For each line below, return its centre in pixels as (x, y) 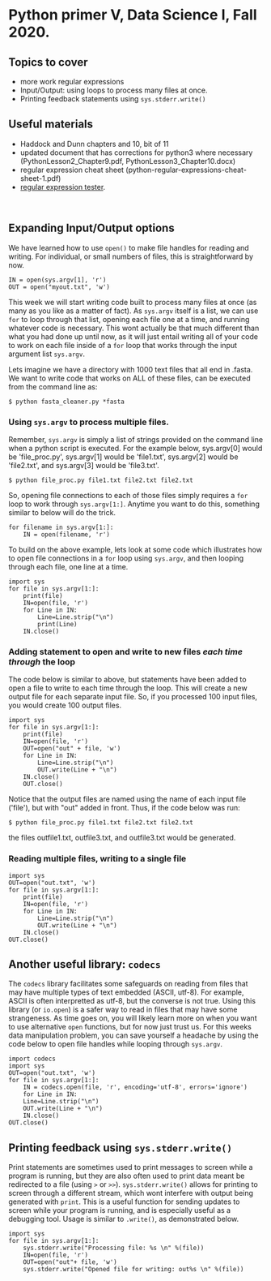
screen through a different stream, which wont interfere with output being (131, 1193)
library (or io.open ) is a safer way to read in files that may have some (123, 1010)
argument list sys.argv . (47, 354)
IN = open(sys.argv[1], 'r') (57, 280)
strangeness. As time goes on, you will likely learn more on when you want (133, 1018)
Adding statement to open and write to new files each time (125, 651)
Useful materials (51, 125)
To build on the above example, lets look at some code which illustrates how (135, 549)
